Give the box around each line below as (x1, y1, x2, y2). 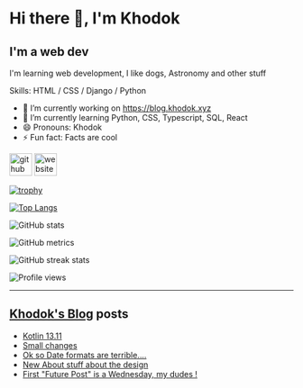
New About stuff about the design (22, 359, 149, 370)
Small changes (22, 339, 78, 350)
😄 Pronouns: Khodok (22, 122, 103, 132)
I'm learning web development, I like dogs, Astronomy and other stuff (9, 68, 267, 78)
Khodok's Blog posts (9, 306, 129, 322)
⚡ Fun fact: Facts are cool (22, 132, 118, 142)
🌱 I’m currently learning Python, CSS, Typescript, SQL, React (22, 113, 248, 122)
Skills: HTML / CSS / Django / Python (9, 86, 147, 95)
